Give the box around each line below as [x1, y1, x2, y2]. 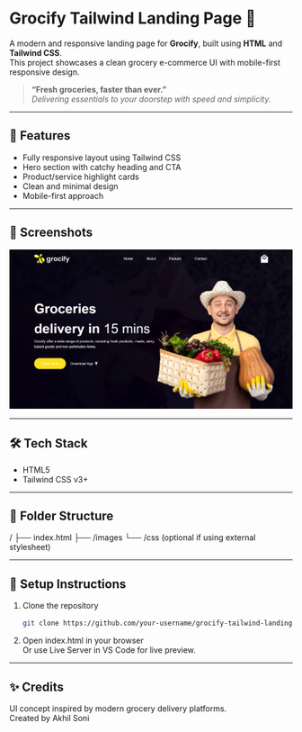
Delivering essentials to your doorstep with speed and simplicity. [31, 94, 271, 104]
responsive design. [9, 67, 80, 77]
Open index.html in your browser [22, 635, 144, 646]
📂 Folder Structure [9, 509, 114, 524]
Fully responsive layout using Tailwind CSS [22, 152, 182, 163]
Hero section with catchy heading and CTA [22, 161, 182, 172]
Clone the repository [22, 601, 99, 611]
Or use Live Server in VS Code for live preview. [22, 645, 196, 655]
